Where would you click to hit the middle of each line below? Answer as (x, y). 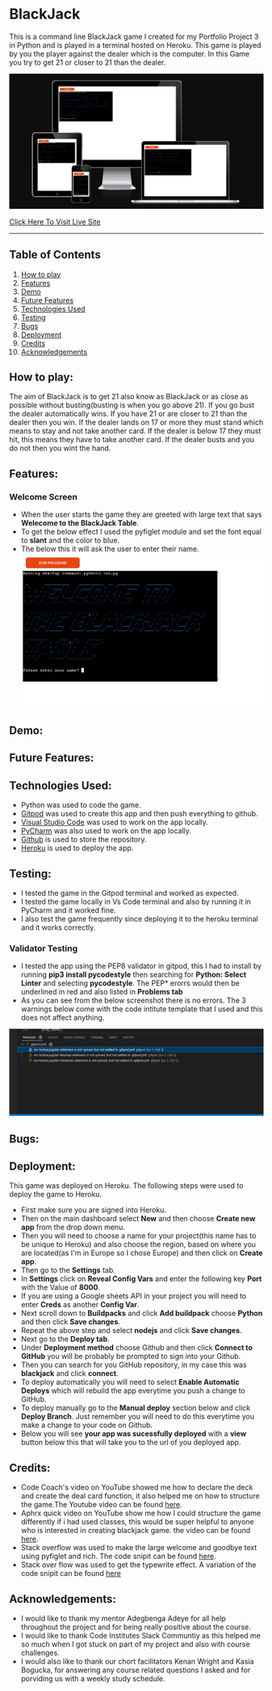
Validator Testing (44, 948)
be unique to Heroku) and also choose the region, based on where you (138, 1245)
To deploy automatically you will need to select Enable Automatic (130, 1382)
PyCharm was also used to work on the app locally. (106, 831)
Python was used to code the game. (81, 805)
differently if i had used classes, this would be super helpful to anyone (137, 1522)
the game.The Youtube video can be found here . (101, 1505)
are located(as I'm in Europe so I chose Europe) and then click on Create (142, 1253)
